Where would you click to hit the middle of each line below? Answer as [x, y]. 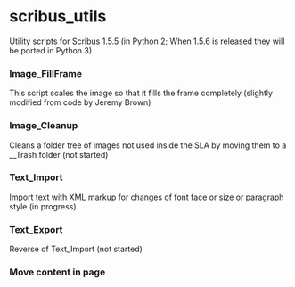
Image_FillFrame [46, 73]
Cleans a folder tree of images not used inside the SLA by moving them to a [148, 145]
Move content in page [57, 272]
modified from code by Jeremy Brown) [80, 102]
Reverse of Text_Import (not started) [76, 249]
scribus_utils [58, 16]
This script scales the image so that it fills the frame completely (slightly [141, 93]
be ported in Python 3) [51, 50]
